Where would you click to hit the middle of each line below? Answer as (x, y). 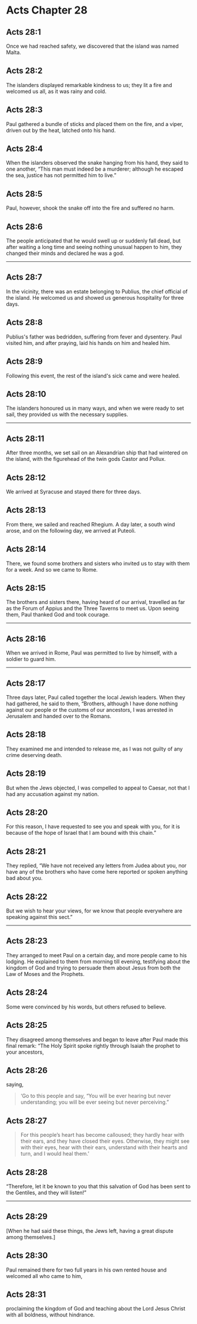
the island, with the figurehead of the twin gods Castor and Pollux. (86, 459)
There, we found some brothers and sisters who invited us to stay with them (98, 563)
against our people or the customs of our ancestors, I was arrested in (90, 710)
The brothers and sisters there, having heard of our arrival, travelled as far (96, 602)
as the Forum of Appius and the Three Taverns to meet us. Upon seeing (93, 608)
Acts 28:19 (26, 774)
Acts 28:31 (26, 1294)
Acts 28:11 (25, 438)
